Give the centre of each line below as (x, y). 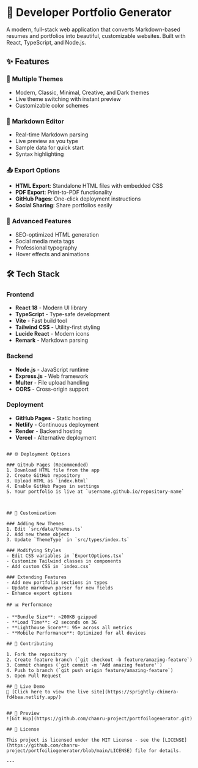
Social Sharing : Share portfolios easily (64, 205)
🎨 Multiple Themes (35, 79)
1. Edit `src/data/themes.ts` (45, 529)
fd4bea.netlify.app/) (34, 697)
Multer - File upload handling (52, 382)
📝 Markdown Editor (35, 121)
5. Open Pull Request (34, 676)
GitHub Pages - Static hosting (53, 418)
